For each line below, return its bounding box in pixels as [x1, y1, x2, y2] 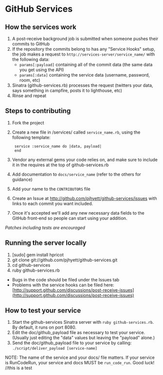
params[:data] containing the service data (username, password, [19, 72, 150, 78]
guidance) [12, 177, 33, 182]
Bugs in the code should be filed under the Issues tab [12, 276, 120, 282]
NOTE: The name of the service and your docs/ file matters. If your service [5, 355, 155, 360]
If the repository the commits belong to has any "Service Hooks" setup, [12, 46, 156, 52]
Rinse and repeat [12, 93, 47, 99]
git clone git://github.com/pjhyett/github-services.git [12, 257, 118, 263]
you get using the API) [19, 67, 64, 73]
